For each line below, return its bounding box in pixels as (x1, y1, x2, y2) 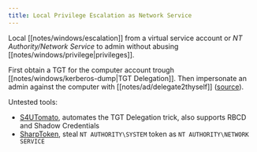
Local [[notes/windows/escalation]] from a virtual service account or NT (8, 33, 243, 43)
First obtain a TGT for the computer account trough (8, 65, 175, 75)
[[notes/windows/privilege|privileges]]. (8, 50, 135, 59)
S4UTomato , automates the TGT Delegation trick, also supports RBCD (19, 112, 247, 122)
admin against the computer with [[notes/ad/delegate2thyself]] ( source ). (8, 82, 244, 91)
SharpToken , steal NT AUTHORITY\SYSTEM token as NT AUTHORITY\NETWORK (19, 129, 250, 139)
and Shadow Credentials (19, 120, 100, 130)
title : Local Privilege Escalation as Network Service (8, 11, 192, 20)
